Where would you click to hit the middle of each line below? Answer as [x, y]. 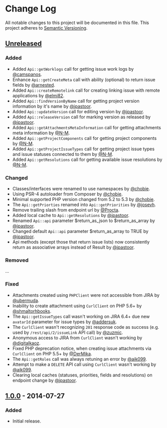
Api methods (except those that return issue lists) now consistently [81, 242]
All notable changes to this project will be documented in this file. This [77, 23]
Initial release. [27, 421]
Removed [17, 260]
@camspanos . [27, 74]
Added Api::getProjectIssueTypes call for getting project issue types [83, 149]
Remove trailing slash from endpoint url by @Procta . [66, 210]
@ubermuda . [26, 300]
